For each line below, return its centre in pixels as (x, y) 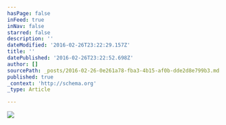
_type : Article (29, 89)
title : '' (21, 52)
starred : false (29, 32)
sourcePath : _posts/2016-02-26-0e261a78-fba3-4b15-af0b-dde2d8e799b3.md (113, 70)
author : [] (23, 64)
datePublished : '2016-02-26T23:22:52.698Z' (70, 58)
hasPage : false (29, 13)
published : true (30, 77)
